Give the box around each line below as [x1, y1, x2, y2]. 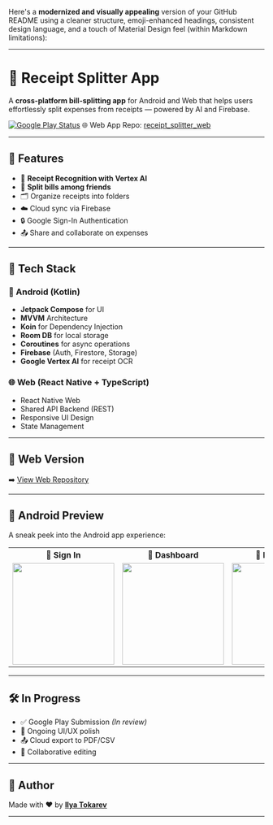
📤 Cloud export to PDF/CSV [19, 736, 115, 745]
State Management [19, 421, 84, 431]
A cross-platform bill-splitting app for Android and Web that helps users [8, 95, 253, 105]
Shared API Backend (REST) [19, 404, 115, 414]
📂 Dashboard [147, 549, 199, 561]
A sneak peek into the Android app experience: [8, 530, 167, 540]
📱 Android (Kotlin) [8, 286, 80, 297]
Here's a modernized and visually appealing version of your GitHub [8, 7, 237, 16]
